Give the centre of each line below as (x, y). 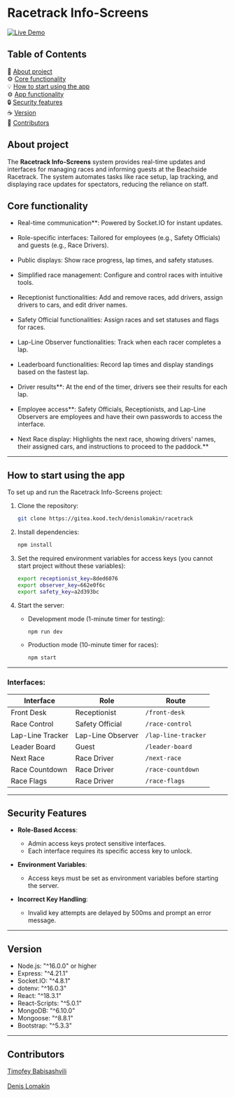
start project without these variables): (71, 566)
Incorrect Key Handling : (53, 899)
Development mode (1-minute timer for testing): (97, 618)
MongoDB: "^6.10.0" (46, 1011)
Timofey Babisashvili (37, 1071)
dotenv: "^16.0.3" (42, 988)
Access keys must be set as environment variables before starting (123, 878)
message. (42, 920)
